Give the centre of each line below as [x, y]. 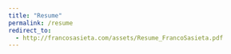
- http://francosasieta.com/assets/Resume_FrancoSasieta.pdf [119, 38]
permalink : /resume [41, 23]
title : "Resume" [35, 15]
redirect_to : [30, 30]
